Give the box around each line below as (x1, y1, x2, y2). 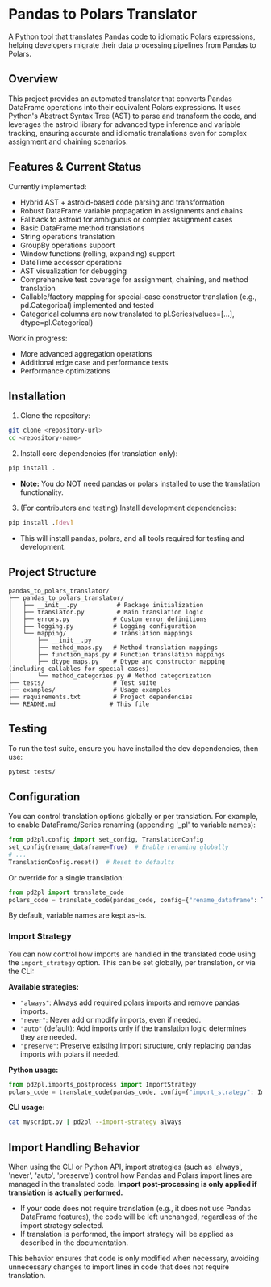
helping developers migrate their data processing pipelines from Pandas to (8, 40, 256, 49)
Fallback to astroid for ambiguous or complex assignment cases (19, 214, 233, 224)
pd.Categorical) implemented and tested (19, 300, 155, 310)
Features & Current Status (8, 160, 142, 174)
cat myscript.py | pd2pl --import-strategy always (8, 1118, 182, 1126)
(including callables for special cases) (8, 665, 150, 673)
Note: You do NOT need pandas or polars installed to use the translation (19, 479, 261, 488)
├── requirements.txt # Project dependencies (8, 693, 194, 701)
